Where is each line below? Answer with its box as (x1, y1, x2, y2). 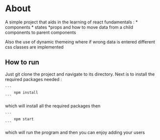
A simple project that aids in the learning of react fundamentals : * (5, 19, 138, 25)
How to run (5, 58, 40, 66)
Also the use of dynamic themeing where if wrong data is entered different (5, 39, 156, 44)
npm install (14, 90, 38, 95)
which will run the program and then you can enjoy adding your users (5, 129, 145, 135)
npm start (14, 117, 34, 121)
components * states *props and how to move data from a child (5, 24, 134, 30)
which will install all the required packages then (5, 103, 101, 109)
